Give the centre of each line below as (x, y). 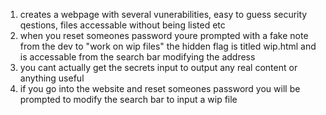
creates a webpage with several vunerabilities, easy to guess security (163, 14)
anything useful (52, 78)
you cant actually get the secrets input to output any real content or (158, 67)
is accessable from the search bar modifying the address (137, 57)
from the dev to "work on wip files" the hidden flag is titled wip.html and (168, 46)
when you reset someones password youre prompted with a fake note (164, 35)
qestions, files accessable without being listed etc (122, 25)
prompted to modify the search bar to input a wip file (128, 99)
